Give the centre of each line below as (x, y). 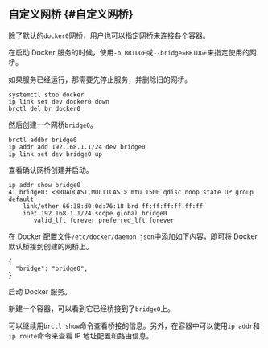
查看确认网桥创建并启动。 (51, 170)
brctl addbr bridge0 (43, 140)
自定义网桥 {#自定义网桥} (71, 14)
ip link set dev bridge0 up (56, 154)
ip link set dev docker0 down (59, 102)
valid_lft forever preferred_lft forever (104, 220)
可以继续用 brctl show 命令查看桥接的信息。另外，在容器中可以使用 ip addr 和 (134, 325)
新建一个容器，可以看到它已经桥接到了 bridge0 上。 (92, 309)
